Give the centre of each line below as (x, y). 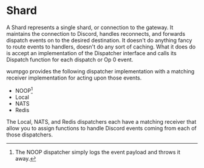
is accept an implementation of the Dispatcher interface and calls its (92, 53)
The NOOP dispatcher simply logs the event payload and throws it (98, 152)
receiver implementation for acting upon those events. (74, 78)
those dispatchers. (30, 135)
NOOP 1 (24, 90)
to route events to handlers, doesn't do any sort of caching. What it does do (101, 47)
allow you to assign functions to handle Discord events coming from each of (102, 128)
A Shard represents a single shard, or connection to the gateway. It (90, 27)
